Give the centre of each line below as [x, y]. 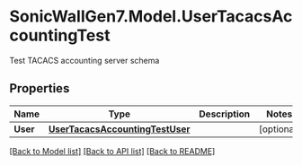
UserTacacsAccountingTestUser [119, 129]
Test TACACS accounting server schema [84, 60]
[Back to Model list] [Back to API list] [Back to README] [112, 151]
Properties [40, 88]
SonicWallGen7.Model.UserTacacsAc [151, 17]
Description [224, 114]
